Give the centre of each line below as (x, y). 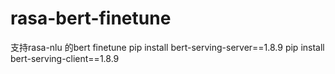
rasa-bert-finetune (91, 18)
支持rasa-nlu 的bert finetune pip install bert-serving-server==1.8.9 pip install (167, 47)
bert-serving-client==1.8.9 (65, 58)
